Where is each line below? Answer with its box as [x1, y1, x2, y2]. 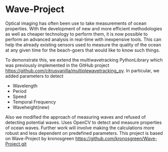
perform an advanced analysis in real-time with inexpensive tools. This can [5, 36, 162, 42]
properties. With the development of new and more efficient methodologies [5, 25, 162, 31]
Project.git [5, 140, 27, 147]
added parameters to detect [5, 73, 64, 79]
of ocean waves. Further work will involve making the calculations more [5, 125, 154, 131]
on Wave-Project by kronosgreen [5, 135, 74, 141]
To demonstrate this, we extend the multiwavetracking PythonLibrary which [5, 57, 163, 63]
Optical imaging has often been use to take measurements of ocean [5, 20, 147, 26]
